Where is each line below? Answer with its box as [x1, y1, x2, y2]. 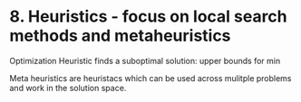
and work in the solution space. [9, 82, 127, 93]
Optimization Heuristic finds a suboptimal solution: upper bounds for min [9, 55, 281, 66]
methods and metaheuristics [9, 25, 231, 46]
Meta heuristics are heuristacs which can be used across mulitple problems [9, 72, 292, 83]
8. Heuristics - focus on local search [9, 6, 287, 27]
